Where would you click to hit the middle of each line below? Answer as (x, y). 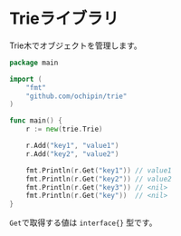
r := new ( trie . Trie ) (64, 129)
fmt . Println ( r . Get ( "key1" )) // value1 (99, 170)
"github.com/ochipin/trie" (76, 96)
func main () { (36, 121)
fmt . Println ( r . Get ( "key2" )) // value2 (99, 179)
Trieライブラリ (64, 19)
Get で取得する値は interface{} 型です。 (83, 222)
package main (34, 63)
